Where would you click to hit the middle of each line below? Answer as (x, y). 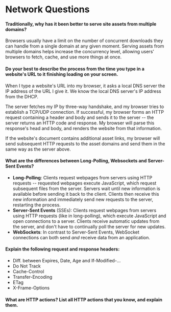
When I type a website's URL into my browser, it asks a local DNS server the (85, 86)
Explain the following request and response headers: (63, 249)
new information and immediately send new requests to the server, (83, 199)
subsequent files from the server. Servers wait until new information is (87, 189)
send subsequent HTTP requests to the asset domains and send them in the (85, 143)
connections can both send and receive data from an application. (81, 237)
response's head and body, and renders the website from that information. (83, 128)
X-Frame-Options (31, 288)
